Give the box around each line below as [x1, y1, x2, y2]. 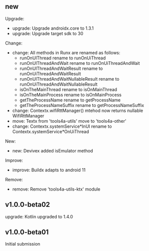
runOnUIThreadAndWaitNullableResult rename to [19, 76, 119, 82]
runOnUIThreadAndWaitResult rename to [19, 65, 103, 71]
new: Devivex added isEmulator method [12, 148, 93, 153]
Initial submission [5, 241, 40, 247]
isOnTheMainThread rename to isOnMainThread [19, 86, 117, 92]
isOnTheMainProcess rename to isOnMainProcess [19, 92, 122, 98]
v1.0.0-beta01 [5, 228, 49, 237]
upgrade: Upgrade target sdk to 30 [12, 30, 84, 36]
